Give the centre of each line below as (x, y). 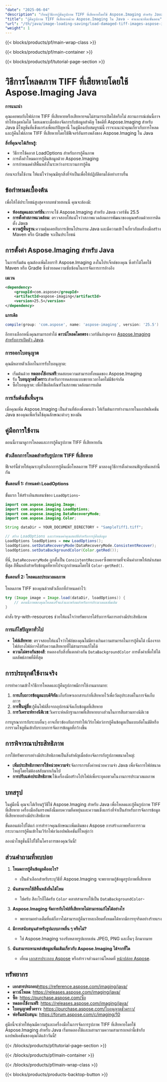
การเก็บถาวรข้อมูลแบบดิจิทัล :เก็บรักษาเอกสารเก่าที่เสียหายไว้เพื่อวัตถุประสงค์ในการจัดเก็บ (83, 695)
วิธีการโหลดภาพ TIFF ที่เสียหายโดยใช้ (67, 82)
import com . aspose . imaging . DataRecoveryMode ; (53, 514)
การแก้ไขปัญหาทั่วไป (24, 630)
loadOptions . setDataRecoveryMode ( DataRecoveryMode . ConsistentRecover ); (81, 545)
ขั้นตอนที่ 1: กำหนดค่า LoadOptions (37, 484)
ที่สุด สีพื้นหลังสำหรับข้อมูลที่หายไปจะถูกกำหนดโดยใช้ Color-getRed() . (65, 565)
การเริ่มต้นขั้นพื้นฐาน (24, 398)
